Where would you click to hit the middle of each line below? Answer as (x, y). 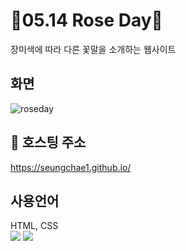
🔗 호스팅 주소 (48, 142)
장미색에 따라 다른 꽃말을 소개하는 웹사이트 (93, 49)
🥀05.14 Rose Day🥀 (86, 20)
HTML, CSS (34, 226)
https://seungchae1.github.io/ (71, 167)
